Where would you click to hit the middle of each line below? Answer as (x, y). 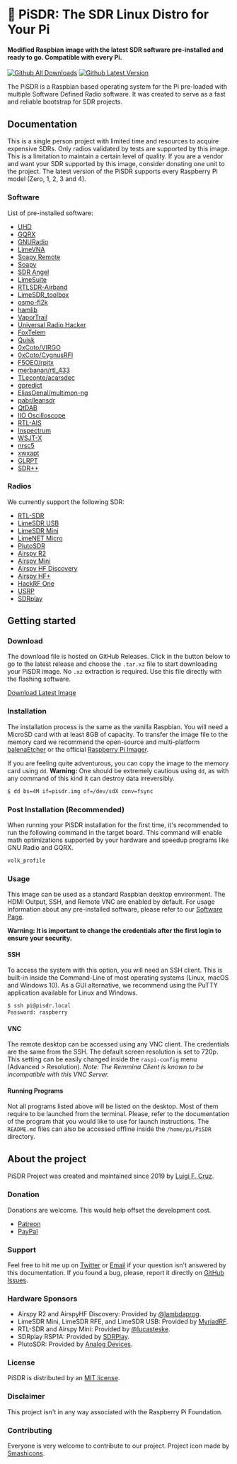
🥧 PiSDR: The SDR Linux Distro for (108, 15)
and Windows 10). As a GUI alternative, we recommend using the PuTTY (112, 985)
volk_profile (27, 861)
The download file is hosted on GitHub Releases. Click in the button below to (119, 657)
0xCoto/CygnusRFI (45, 355)
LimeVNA (31, 249)
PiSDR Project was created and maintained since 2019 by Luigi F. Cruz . (111, 1176)
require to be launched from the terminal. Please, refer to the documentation (118, 1114)
